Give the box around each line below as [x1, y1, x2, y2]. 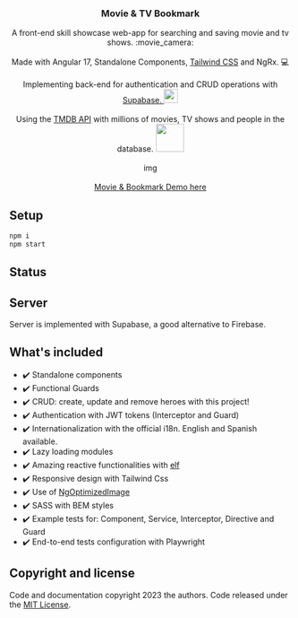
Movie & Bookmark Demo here [93, 182, 208, 193]
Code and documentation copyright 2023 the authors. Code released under [9, 589, 288, 600]
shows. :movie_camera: [106, 37, 194, 48]
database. [116, 144, 154, 154]
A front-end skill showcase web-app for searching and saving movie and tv [12, 28, 289, 39]
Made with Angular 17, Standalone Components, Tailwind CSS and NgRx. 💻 [12, 57, 289, 67]
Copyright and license [9, 566, 136, 581]
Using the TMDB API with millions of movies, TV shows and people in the [16, 114, 285, 125]
